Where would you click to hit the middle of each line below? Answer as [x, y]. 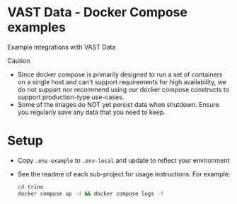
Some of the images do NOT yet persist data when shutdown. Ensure [118, 104]
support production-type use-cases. [71, 97]
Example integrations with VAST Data [62, 47]
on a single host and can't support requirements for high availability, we [122, 81]
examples [36, 27]
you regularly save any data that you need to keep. [92, 112]
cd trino [30, 187]
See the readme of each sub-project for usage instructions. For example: [124, 174]
